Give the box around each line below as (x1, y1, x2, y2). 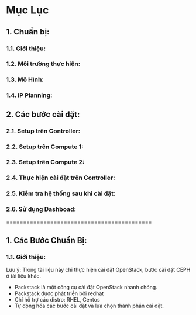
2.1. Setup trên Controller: (6, 127, 81, 135)
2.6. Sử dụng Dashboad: (6, 205, 76, 213)
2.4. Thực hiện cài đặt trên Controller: (6, 174, 115, 182)
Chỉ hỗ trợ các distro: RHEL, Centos (14, 296, 101, 303)
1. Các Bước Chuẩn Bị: (6, 235, 87, 245)
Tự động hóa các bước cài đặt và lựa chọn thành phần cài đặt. (14, 302, 164, 310)
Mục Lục (6, 4, 49, 17)
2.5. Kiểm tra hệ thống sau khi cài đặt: (6, 189, 116, 198)
